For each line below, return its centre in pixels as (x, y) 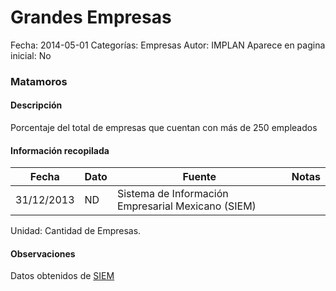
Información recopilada (60, 150)
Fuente (199, 177)
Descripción (36, 105)
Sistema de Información (172, 194)
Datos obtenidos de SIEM (62, 276)
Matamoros (39, 81)
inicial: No (31, 55)
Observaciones (43, 253)
